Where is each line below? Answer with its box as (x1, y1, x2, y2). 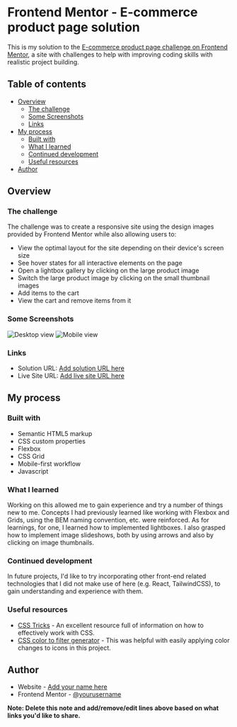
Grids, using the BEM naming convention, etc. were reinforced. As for (7, 516, 210, 525)
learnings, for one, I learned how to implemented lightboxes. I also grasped (7, 523, 226, 532)
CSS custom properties (17, 437, 86, 445)
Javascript (17, 466, 49, 475)
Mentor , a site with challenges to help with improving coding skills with (7, 50, 214, 59)
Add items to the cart (17, 289, 79, 297)
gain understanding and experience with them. (7, 587, 144, 595)
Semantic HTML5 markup (17, 429, 93, 437)
